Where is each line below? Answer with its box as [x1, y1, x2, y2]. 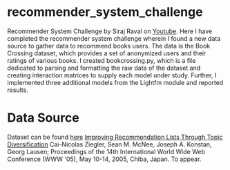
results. [7, 86, 29, 94]
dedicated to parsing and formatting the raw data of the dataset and [7, 64, 201, 72]
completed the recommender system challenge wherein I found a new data [7, 34, 221, 42]
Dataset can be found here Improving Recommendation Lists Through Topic [7, 133, 223, 141]
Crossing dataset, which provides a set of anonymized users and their [7, 49, 207, 57]
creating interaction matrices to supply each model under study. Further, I [7, 70, 217, 79]
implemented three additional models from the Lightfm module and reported [7, 78, 224, 86]
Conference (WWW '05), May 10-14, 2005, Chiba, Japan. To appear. [7, 155, 202, 163]
